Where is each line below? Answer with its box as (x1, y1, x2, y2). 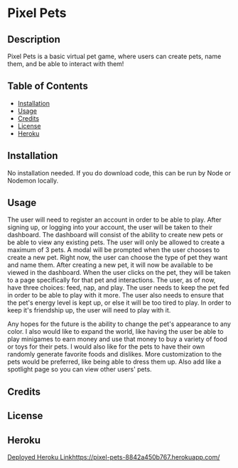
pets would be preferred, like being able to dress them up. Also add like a (7, 357, 222, 366)
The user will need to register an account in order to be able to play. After (7, 215, 222, 224)
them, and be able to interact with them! (7, 60, 124, 68)
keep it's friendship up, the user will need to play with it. (7, 306, 171, 315)
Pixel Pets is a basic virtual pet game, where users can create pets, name (7, 52, 222, 60)
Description (7, 33, 60, 45)
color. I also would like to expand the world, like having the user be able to (7, 327, 224, 336)
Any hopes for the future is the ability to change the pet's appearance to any (7, 320, 231, 328)
